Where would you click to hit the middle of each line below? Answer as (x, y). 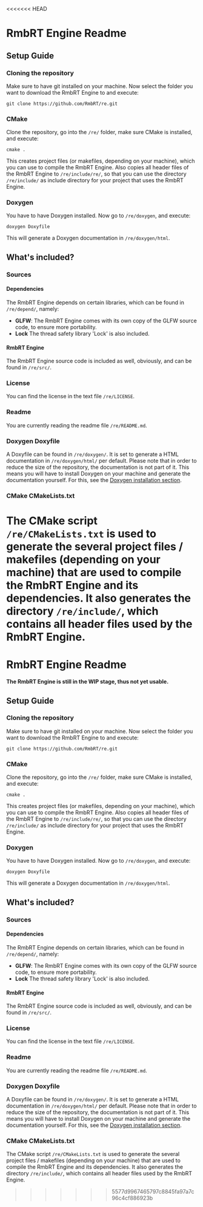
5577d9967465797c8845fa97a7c (153, 1192)
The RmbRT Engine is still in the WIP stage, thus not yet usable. (88, 682)
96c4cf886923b (132, 1198)
